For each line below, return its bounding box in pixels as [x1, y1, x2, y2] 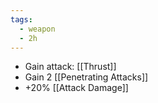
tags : [10, 14, 33, 25]
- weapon [19, 24, 56, 34]
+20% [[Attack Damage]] [24, 82, 129, 94]
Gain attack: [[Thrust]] [24, 61, 117, 73]
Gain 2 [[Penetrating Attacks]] [24, 71, 149, 83]
